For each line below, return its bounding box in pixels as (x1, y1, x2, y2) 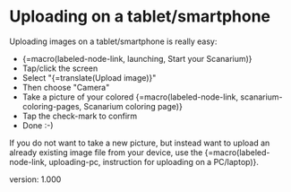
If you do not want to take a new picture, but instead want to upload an (9, 137, 270, 148)
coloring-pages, (21, 100, 82, 111)
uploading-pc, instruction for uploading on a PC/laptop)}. (48, 156, 260, 167)
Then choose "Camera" (21, 82, 110, 92)
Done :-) (21, 119, 54, 131)
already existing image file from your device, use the (9, 146, 203, 158)
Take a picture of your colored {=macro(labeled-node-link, (21, 92, 239, 102)
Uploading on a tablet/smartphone (9, 6, 271, 27)
